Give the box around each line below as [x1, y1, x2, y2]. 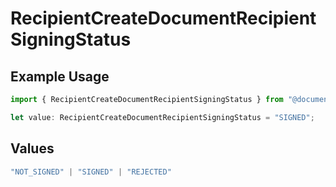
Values [10, 140, 55, 157]
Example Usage [10, 68, 110, 85]
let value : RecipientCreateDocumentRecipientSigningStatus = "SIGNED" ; [10, 112, 315, 122]
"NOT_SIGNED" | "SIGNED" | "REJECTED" [10, 167, 172, 177]
